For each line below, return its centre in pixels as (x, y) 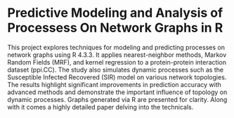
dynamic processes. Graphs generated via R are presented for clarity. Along (117, 99)
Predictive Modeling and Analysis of (115, 13)
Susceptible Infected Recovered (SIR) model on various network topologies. (117, 77)
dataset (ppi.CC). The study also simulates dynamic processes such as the (115, 70)
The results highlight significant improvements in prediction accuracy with (114, 84)
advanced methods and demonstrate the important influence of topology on (117, 92)
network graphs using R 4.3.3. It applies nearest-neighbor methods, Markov (117, 55)
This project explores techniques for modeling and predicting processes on (116, 47)
